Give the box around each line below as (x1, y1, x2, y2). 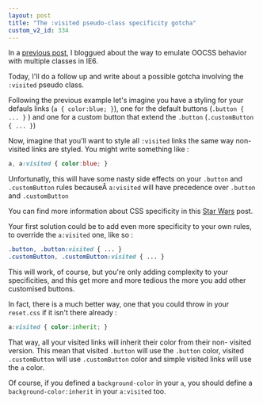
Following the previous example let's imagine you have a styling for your (8, 96, 244, 105)
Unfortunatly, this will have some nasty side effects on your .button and (8, 174, 243, 184)
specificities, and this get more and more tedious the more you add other (8, 276, 246, 285)
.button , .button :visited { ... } (8, 246, 123, 253)
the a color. (8, 362, 45, 372)
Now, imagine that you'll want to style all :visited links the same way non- (8, 136, 252, 146)
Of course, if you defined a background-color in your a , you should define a (8, 378, 253, 387)
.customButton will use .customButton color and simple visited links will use (8, 354, 252, 364)
